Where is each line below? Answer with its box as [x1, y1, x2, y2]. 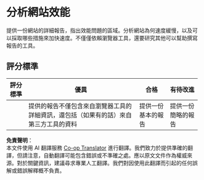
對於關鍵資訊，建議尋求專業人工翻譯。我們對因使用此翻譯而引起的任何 [16, 159, 192, 167]
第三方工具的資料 [28, 119, 78, 128]
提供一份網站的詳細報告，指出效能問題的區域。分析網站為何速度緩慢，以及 [6, 27, 192, 34]
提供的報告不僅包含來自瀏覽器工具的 [28, 101, 132, 110]
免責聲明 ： [6, 136, 33, 144]
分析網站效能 [6, 5, 71, 19]
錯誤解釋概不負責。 [16, 167, 65, 174]
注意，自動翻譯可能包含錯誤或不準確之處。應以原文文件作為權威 [27, 152, 187, 159]
